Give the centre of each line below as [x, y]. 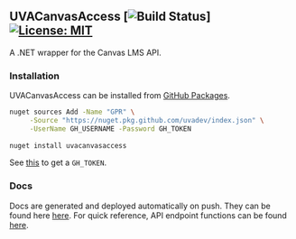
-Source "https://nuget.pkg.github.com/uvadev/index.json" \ [147, 120]
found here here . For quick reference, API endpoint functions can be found [148, 215]
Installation [35, 76]
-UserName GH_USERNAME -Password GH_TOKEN [111, 129]
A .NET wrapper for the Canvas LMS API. [86, 52]
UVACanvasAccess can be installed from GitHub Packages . [120, 96]
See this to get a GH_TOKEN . [58, 162]
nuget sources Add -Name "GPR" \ [72, 112]
